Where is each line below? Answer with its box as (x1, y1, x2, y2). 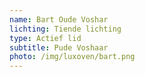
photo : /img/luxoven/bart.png (9, 52, 136, 62)
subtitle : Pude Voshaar (9, 42, 109, 53)
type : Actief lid (9, 33, 82, 43)
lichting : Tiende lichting (9, 24, 122, 34)
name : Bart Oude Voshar (9, 14, 109, 25)
